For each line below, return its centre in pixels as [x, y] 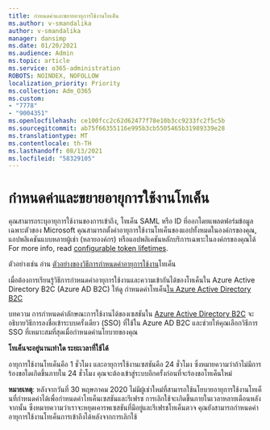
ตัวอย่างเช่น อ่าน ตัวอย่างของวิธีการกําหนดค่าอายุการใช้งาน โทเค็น [92, 264]
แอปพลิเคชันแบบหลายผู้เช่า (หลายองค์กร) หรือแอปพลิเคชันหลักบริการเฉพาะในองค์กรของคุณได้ [132, 240]
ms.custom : [27, 98]
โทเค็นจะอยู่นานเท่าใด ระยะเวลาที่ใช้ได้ [58, 349]
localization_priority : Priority [64, 83]
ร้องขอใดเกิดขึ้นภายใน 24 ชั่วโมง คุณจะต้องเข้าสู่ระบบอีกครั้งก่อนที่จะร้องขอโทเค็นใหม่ [120, 374]
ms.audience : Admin [41, 53]
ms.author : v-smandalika [50, 23]
